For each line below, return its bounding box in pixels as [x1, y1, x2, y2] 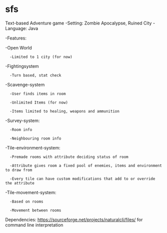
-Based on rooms [9, 199, 43, 204]
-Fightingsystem [5, 63, 39, 69]
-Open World [5, 44, 32, 50]
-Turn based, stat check [9, 72, 61, 78]
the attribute [5, 180, 35, 185]
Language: [5, 25, 27, 31]
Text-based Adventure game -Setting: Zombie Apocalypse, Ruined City [5, 20, 152, 26]
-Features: [5, 35, 26, 41]
